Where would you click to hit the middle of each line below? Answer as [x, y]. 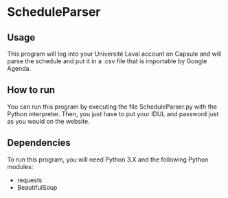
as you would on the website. [49, 121]
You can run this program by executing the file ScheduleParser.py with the [112, 107]
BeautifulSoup [37, 187]
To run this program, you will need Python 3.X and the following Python [108, 159]
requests [30, 180]
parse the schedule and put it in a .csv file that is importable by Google [107, 61]
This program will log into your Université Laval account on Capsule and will [114, 54]
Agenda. [19, 68]
